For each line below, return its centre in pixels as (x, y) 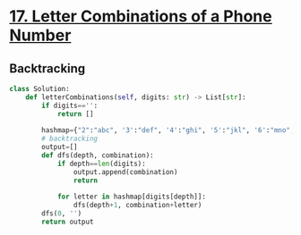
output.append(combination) (125, 172)
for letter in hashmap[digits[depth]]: (131, 197)
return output (68, 222)
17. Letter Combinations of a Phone (141, 17)
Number (40, 35)
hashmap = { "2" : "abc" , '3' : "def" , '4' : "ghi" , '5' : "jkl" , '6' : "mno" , (168, 130)
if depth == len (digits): (101, 164)
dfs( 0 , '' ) (62, 214)
